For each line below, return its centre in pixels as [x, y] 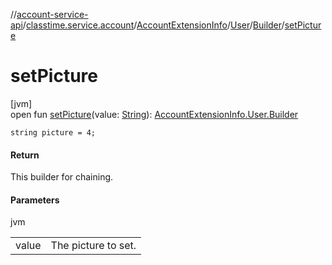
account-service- [52, 14]
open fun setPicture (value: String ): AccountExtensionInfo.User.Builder [154, 114]
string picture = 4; [53, 132]
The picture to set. [93, 246]
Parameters [35, 200]
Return [25, 155]
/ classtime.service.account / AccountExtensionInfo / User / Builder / [153, 25]
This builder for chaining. [62, 177]
